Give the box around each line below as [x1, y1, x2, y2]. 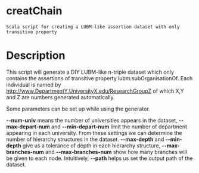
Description [6, 49, 66, 62]
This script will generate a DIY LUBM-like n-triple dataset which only [6, 68, 175, 76]
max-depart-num [6, 123, 51, 130]
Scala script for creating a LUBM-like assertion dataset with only [6, 24, 180, 30]
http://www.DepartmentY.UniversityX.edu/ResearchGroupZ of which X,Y [6, 87, 185, 95]
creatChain [6, 4, 63, 18]
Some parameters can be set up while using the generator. [6, 105, 150, 112]
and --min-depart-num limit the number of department [51, 123, 188, 130]
